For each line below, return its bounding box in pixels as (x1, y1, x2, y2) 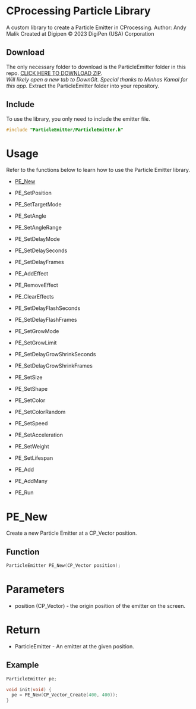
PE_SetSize (14, 374, 43, 381)
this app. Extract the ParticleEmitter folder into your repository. (6, 82, 160, 89)
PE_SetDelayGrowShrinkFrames (14, 362, 93, 369)
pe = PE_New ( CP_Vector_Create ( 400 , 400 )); (11, 692, 118, 698)
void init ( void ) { (6, 686, 52, 692)
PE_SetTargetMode (14, 201, 62, 208)
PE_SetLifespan (14, 454, 53, 462)
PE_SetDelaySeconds (14, 247, 68, 254)
